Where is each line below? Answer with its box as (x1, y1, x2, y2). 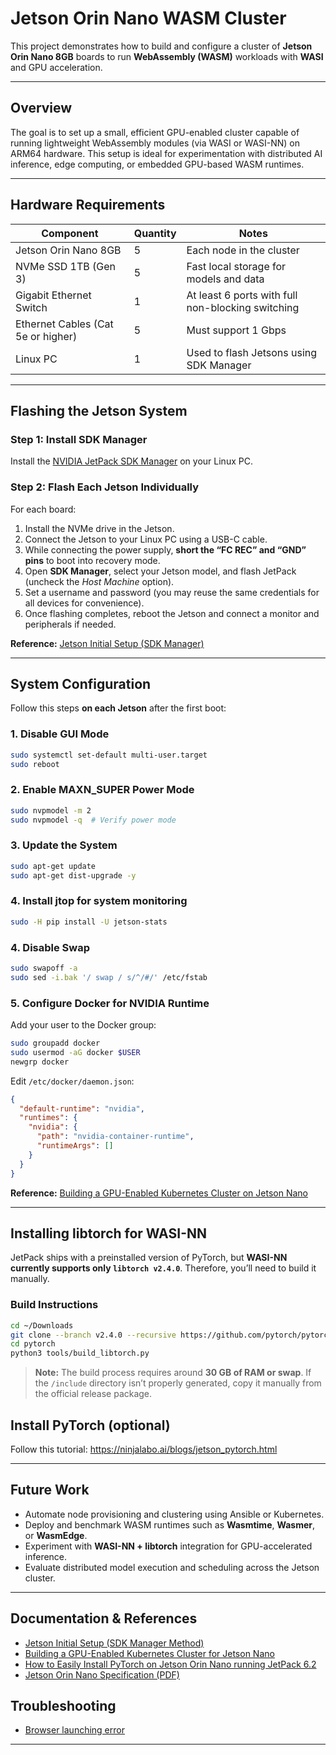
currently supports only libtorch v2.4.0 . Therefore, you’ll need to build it (10, 1262, 317, 1274)
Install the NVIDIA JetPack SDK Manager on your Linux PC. (10, 455, 253, 467)
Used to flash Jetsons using (186, 345, 318, 359)
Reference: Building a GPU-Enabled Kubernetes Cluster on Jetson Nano (10, 1187, 308, 1199)
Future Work (10, 1482, 90, 1499)
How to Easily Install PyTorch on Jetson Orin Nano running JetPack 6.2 (24, 1658, 317, 1670)
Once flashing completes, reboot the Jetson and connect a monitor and (24, 607, 320, 619)
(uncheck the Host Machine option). (24, 575, 175, 587)
